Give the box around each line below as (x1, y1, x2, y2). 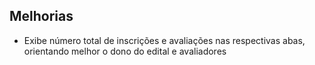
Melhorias (9, 8, 74, 25)
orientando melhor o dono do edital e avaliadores (23, 45, 227, 57)
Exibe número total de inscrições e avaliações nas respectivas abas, (23, 34, 306, 46)
